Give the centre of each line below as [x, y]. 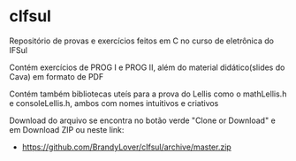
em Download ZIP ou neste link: [67, 129]
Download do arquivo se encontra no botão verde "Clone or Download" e [142, 120]
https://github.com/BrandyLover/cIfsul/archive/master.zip [126, 147]
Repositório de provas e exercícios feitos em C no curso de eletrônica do [141, 41]
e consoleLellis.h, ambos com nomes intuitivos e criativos [114, 103]
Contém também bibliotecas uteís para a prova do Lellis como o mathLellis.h [148, 94]
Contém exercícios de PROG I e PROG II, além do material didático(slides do [147, 67]
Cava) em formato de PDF [57, 76]
